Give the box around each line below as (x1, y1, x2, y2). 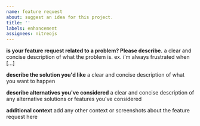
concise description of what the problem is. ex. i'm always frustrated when (6, 53, 190, 61)
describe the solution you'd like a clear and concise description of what (6, 71, 185, 78)
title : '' (6, 20, 31, 26)
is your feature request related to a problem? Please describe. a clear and (6, 47, 192, 54)
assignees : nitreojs (6, 31, 58, 37)
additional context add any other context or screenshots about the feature (6, 107, 190, 114)
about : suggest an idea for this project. (6, 14, 113, 20)
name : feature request (6, 8, 63, 15)
